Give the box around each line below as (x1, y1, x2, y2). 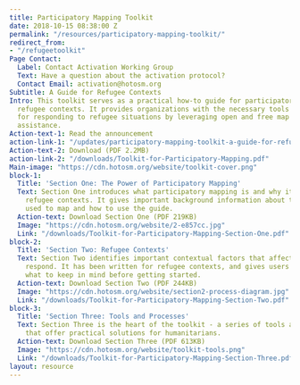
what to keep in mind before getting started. (25, 271, 202, 280)
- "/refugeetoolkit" (9, 46, 87, 55)
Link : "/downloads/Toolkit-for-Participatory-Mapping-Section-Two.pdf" (17, 296, 290, 305)
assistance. (17, 121, 62, 130)
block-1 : (9, 171, 42, 180)
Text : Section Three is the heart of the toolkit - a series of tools (17, 321, 286, 330)
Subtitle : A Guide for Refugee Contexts (9, 88, 162, 96)
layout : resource (9, 362, 74, 371)
